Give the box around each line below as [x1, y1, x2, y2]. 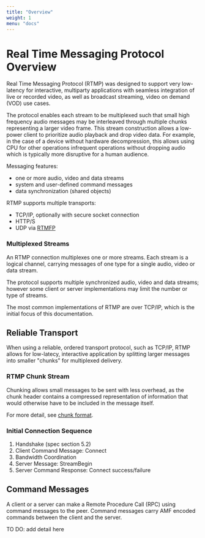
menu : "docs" [6, 20, 40, 26]
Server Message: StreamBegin [15, 460, 93, 467]
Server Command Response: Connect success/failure [15, 467, 151, 474]
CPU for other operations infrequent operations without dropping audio [6, 144, 185, 152]
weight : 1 [6, 15, 32, 21]
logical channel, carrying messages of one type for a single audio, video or [6, 260, 195, 267]
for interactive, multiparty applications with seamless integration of [26, 86, 195, 94]
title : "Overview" [6, 9, 53, 15]
